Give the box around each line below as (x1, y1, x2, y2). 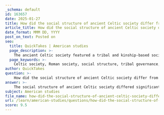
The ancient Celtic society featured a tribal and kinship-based (14, 52, 150, 58)
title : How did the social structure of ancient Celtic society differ (5, 21, 154, 26)
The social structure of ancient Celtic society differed (14, 84, 134, 90)
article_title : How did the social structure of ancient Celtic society (5, 25, 156, 30)
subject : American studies (5, 89, 60, 94)
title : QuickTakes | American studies (9, 44, 89, 48)
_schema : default (5, 7, 41, 12)
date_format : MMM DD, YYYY (5, 30, 60, 35)
